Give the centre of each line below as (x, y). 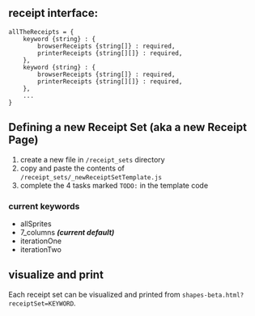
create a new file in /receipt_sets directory (92, 159)
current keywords (44, 206)
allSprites (36, 223)
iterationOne (41, 241)
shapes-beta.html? (213, 295)
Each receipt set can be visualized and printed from (94, 294)
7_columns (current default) (67, 232)
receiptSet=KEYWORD (41, 303)
